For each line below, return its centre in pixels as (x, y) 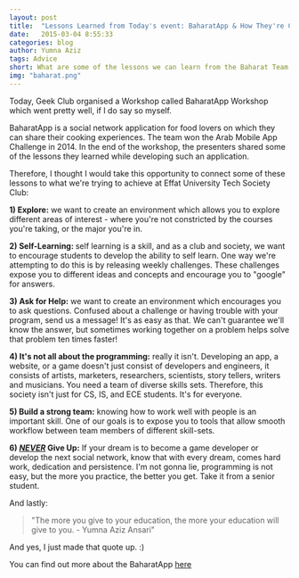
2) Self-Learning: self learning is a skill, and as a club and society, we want (147, 245)
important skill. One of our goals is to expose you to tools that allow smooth (147, 421)
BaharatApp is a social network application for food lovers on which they (142, 128)
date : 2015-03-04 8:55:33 (61, 34)
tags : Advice (33, 59)
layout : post (33, 17)
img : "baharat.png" (45, 76)
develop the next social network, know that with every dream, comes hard (145, 457)
